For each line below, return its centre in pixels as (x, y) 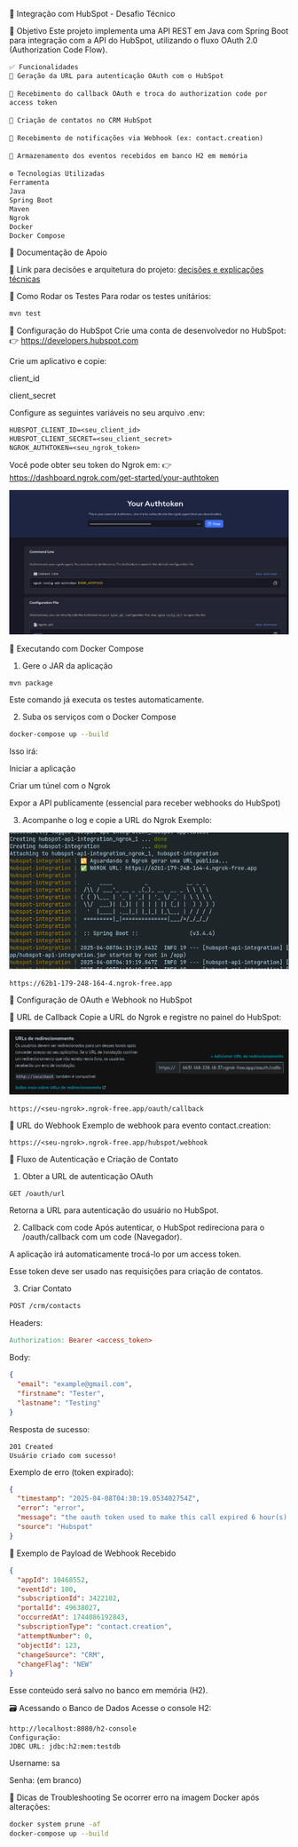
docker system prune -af (55, 1825)
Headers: (26, 1323)
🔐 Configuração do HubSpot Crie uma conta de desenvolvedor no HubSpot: (148, 330)
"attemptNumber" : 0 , (55, 1636)
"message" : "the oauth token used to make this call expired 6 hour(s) (153, 1518)
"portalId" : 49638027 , (59, 1608)
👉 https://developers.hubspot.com (74, 340)
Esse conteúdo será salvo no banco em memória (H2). (109, 1691)
